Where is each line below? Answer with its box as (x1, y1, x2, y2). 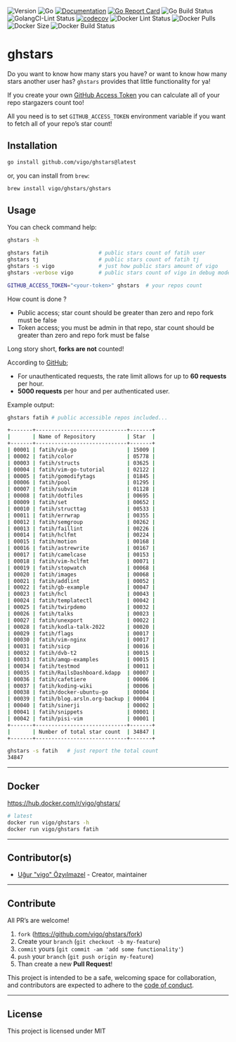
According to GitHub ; (7, 358, 69, 367)
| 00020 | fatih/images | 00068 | (7, 571, 156, 578)
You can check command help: (7, 223, 97, 232)
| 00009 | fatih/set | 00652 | (7, 499, 156, 506)
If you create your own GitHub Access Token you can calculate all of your (7, 90, 220, 99)
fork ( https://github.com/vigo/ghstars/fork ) (17, 930, 143, 938)
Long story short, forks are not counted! (7, 344, 124, 353)
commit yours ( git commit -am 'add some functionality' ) (17, 945, 184, 953)
